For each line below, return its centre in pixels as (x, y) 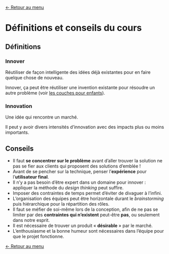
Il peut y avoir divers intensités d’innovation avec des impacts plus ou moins (85, 127)
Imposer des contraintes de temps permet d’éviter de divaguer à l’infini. (87, 193)
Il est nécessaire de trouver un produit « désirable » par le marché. (83, 225)
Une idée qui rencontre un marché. (42, 117)
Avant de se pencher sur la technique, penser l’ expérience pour (80, 171)
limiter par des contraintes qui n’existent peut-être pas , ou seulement (86, 215)
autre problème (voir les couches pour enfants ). (55, 93)
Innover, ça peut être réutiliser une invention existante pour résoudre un (80, 87)
